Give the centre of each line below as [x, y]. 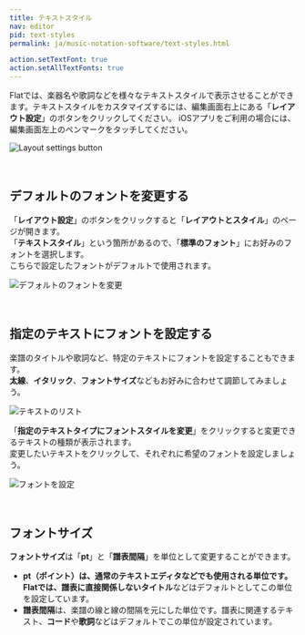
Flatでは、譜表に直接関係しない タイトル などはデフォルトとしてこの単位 [158, 588]
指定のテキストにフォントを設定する [111, 334]
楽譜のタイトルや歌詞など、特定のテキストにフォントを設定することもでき [149, 357]
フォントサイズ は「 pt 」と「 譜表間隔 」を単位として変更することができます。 [152, 557]
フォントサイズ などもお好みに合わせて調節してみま [176, 380]
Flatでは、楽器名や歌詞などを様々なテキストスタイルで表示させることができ [152, 95]
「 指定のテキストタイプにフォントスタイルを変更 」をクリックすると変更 [145, 430]
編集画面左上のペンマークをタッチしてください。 [101, 129]
